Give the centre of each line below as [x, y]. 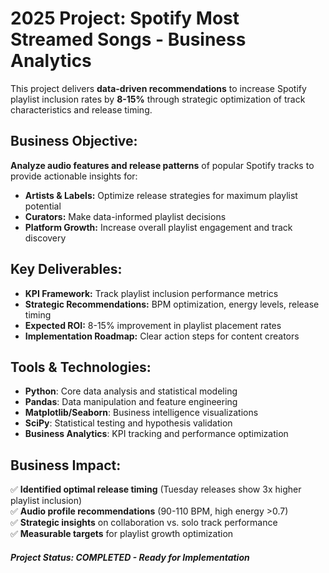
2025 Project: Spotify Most [125, 18]
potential [43, 206]
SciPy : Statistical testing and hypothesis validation [128, 423]
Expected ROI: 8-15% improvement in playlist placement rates [153, 325]
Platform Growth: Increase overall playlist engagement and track [158, 227]
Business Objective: [74, 141]
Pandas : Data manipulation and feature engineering [131, 402]
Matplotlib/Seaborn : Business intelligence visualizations [141, 413]
